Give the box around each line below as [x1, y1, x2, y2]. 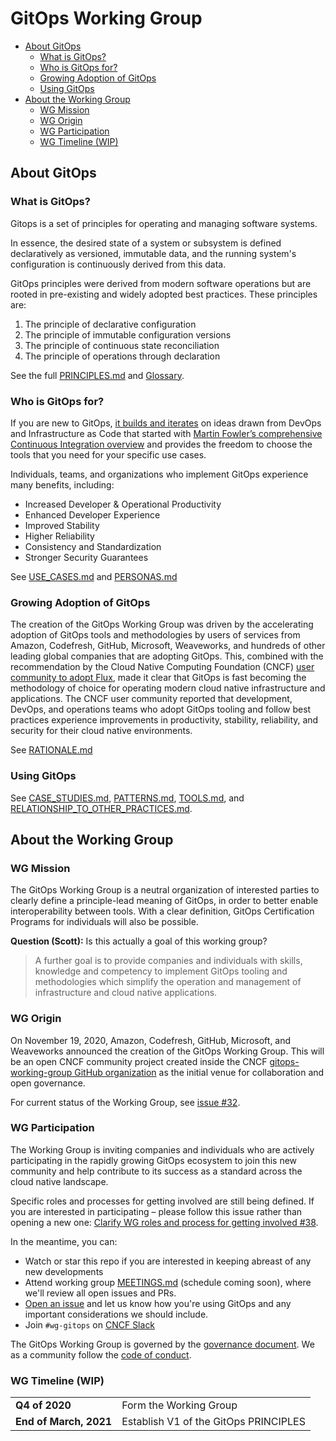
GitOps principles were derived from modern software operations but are [10, 277, 312, 289]
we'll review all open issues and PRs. [24, 1287, 177, 1299]
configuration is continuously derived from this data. [10, 258, 227, 270]
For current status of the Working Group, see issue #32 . [10, 1096, 241, 1108]
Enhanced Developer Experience [24, 508, 161, 521]
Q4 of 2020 [15, 1398, 72, 1412]
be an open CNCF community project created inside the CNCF [10, 1055, 268, 1067]
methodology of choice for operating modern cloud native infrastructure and [10, 682, 326, 694]
